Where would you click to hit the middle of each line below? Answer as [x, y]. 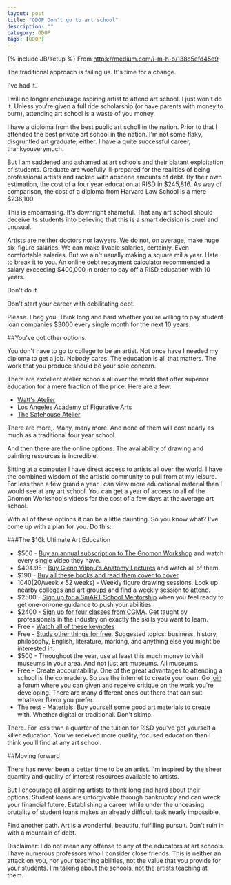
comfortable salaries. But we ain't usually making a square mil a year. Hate [113, 255]
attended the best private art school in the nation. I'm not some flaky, [105, 135]
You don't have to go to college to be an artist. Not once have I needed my [113, 351]
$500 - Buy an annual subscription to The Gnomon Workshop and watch [120, 553]
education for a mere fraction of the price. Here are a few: [89, 386]
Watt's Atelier [36, 400]
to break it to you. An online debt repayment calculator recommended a [109, 262]
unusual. [19, 227]
